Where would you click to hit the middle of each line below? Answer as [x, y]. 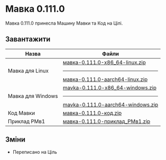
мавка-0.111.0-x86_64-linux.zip [104, 62]
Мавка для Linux [28, 71]
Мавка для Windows [33, 96]
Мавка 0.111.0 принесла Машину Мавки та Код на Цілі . [64, 23]
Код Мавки [21, 113]
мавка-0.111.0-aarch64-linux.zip [105, 79]
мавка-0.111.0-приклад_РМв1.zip [107, 121]
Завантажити [28, 39]
